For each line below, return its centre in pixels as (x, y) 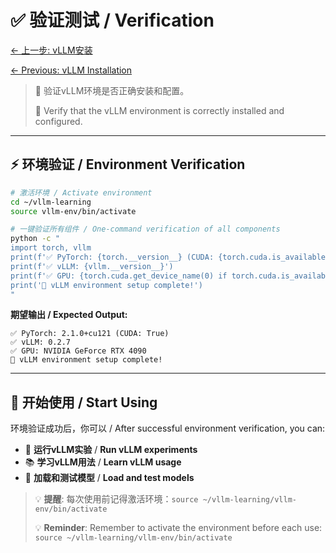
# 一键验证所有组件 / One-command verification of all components (145, 229)
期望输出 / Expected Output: (69, 315)
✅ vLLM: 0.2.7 (40, 342)
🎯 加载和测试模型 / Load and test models (109, 478)
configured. (58, 121)
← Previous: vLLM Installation (71, 70)
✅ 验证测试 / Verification (112, 20)
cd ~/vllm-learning (51, 202)
